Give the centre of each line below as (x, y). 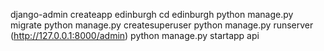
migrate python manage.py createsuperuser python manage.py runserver (162, 25)
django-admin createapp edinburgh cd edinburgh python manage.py (152, 14)
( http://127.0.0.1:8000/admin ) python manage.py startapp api (135, 35)
